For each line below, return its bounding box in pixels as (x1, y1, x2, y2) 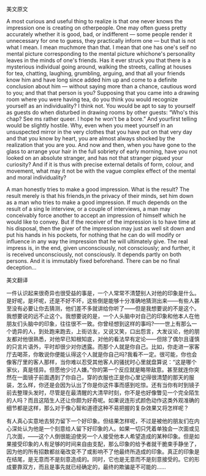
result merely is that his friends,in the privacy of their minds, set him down (6, 192, 194, 199)
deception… (6, 264, 37, 271)
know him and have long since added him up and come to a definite (6, 76, 178, 83)
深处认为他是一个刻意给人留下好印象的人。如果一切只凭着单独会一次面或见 (11, 425, 200, 432)
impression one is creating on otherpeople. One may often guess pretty (6, 24, 187, 31)
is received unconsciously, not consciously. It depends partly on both (6, 251, 182, 258)
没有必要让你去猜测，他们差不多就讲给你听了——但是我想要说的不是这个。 (11, 305, 200, 312)
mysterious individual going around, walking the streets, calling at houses (6, 63, 192, 70)
